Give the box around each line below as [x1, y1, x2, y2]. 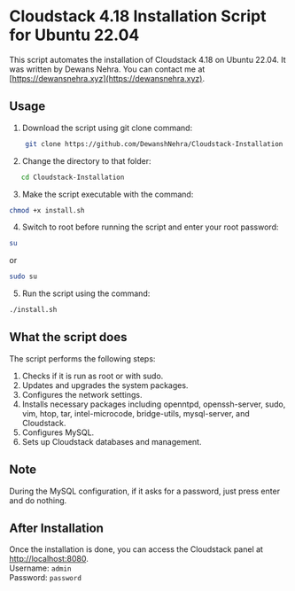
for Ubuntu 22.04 [9, 25, 140, 45]
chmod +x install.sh [9, 206, 86, 214]
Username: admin [9, 563, 72, 573]
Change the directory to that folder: [21, 155, 151, 166]
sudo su [9, 272, 38, 281]
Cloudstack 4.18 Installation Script [9, 6, 267, 27]
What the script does [9, 330, 128, 345]
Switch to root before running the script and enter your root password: [21, 222, 279, 232]
